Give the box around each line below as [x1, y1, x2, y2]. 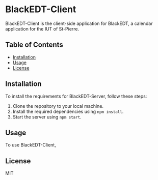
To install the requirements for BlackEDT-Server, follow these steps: [5, 93, 147, 99]
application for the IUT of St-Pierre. [5, 25, 80, 32]
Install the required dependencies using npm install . [12, 108, 124, 114]
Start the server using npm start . [12, 113, 82, 120]
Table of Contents [5, 41, 64, 49]
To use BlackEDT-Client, [5, 142, 56, 148]
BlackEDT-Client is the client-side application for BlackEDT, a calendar [5, 20, 153, 26]
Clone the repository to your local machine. [12, 103, 103, 109]
